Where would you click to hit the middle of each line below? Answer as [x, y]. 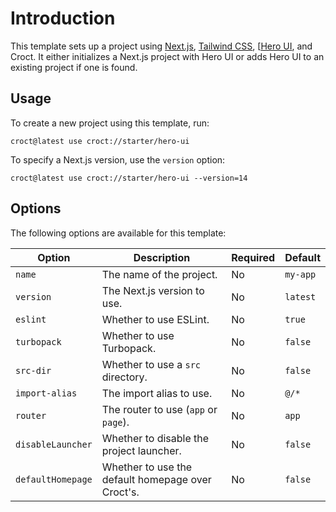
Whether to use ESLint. [155, 319]
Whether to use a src [151, 364]
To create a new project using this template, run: [110, 123]
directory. [124, 377]
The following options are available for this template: [118, 233]
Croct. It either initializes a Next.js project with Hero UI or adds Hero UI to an [167, 56]
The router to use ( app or [159, 409]
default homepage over [156, 479]
